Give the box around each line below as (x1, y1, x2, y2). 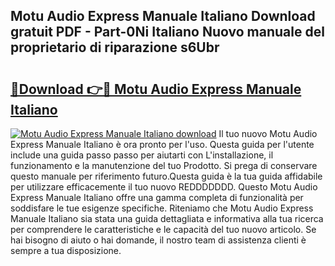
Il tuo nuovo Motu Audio (218, 128, 318, 139)
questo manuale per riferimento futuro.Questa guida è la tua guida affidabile (10, 170, 323, 182)
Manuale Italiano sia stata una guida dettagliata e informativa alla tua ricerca (10, 213, 324, 224)
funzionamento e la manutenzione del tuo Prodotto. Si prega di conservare (10, 160, 318, 171)
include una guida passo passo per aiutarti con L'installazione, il (10, 149, 274, 161)
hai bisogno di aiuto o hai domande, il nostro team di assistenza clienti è (10, 234, 307, 246)
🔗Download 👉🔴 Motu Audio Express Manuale (10, 80, 302, 98)
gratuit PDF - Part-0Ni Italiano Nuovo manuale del (10, 24, 325, 41)
